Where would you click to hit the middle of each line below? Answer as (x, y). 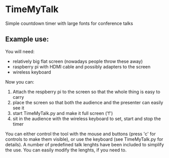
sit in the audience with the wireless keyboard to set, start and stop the (87, 118)
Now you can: (20, 82)
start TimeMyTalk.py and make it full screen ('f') (63, 113)
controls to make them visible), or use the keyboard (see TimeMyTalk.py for (84, 139)
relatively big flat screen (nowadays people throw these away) (78, 61)
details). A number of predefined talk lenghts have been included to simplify (84, 144)
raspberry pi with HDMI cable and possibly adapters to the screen (81, 66)
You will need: (20, 51)
